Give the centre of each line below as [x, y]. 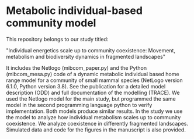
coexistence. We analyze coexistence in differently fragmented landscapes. [97, 123]
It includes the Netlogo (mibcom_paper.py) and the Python [77, 67]
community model [51, 23]
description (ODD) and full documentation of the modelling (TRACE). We [93, 92]
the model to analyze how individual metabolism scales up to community [93, 117]
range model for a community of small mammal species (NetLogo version [94, 80]
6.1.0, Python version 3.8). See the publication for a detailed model [86, 86]
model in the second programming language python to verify [79, 105]
